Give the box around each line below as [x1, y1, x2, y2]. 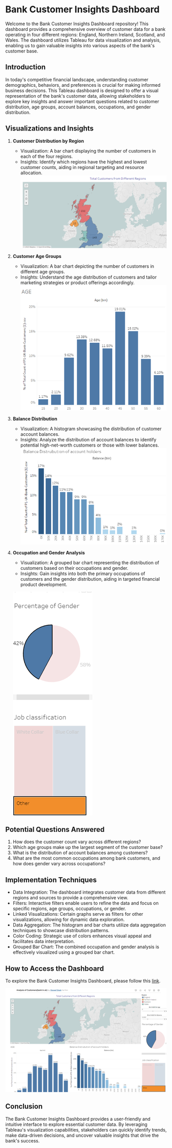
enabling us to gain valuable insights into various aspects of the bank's [5, 42, 155, 48]
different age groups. [20, 268, 65, 274]
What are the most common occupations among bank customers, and [12, 855, 160, 861]
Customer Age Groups [12, 253, 61, 259]
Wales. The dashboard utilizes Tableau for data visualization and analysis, [5, 37, 161, 43]
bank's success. [5, 1137, 40, 1144]
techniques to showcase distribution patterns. [12, 928, 110, 934]
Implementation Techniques [5, 875, 97, 884]
